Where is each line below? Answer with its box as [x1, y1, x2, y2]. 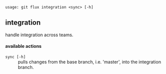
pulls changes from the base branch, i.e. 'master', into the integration [18, 59, 161, 65]
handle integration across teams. [5, 32, 74, 38]
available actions [5, 43, 42, 49]
